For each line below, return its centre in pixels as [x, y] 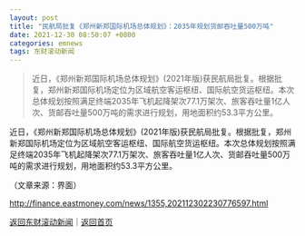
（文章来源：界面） [45, 185]
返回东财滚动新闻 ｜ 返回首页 [61, 222]
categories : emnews [46, 43]
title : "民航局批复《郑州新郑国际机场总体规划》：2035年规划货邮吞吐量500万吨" [142, 26]
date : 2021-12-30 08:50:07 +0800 [73, 34]
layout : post [34, 18]
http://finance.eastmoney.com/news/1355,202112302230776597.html [139, 203]
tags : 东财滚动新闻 [42, 52]
